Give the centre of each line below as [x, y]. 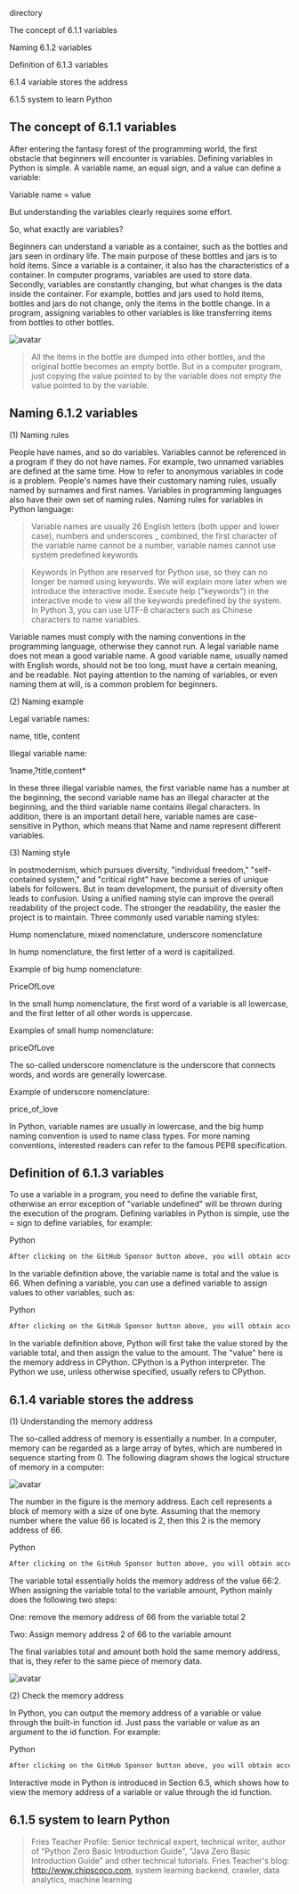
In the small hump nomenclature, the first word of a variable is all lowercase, [149, 1004]
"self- [261, 870]
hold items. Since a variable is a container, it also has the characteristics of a [149, 265]
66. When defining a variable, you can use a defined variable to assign [138, 1283]
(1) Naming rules [39, 434]
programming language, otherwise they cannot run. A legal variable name [144, 646]
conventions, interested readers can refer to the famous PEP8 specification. [148, 1145]
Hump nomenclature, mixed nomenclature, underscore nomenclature [136, 934]
